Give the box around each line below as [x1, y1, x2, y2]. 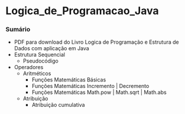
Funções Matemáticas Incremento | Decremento [31, 83, 150, 90]
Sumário [5, 25, 31, 34]
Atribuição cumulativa [31, 102, 85, 109]
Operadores [14, 64, 44, 71]
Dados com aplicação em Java [14, 45, 89, 52]
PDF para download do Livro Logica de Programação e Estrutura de [14, 38, 180, 45]
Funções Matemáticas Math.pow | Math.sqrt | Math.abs [31, 89, 167, 96]
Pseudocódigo [22, 57, 59, 64]
